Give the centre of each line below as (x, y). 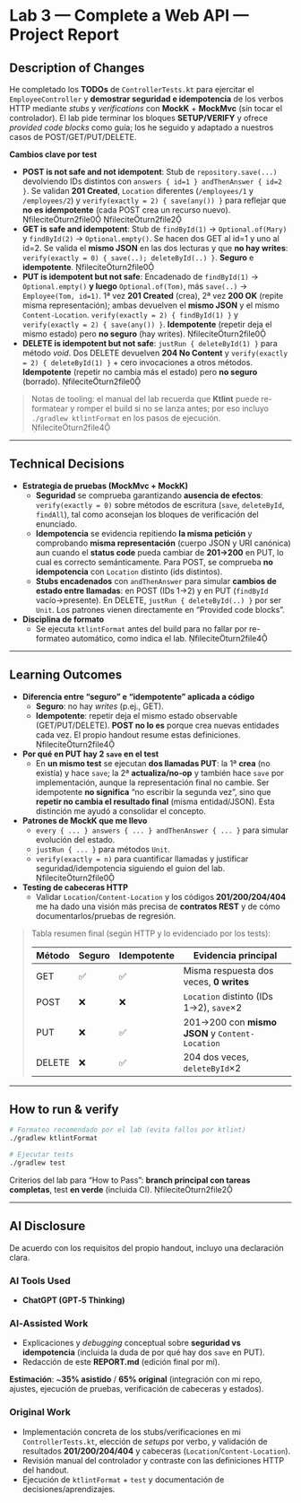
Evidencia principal (235, 955)
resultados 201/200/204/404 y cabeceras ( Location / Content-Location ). (156, 1451)
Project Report (64, 35)
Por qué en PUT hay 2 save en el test (90, 754)
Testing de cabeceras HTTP (75, 887)
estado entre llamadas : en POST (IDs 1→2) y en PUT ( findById (152, 590)
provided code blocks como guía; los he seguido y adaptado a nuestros (142, 127)
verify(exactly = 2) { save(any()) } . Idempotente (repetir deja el (147, 324)
